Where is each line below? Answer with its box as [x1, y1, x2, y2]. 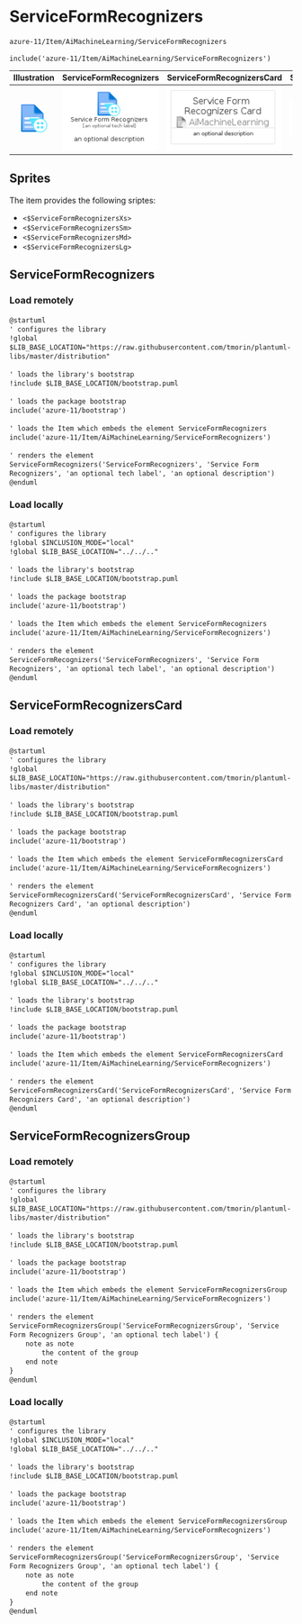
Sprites [9, 171, 51, 186]
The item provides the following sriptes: [9, 195, 156, 205]
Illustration [13, 72, 56, 83]
